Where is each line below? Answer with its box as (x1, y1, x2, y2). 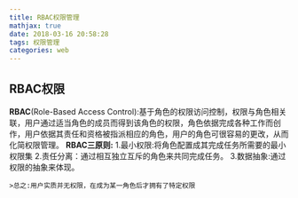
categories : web (9, 46, 69, 55)
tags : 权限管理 (9, 37, 60, 47)
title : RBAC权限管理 (9, 12, 80, 22)
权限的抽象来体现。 (9, 162, 80, 172)
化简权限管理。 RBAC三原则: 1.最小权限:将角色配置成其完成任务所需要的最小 (9, 139, 286, 150)
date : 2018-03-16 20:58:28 (9, 29, 109, 38)
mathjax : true (9, 21, 62, 30)
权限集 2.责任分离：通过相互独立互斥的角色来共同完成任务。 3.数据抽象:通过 (9, 150, 286, 161)
